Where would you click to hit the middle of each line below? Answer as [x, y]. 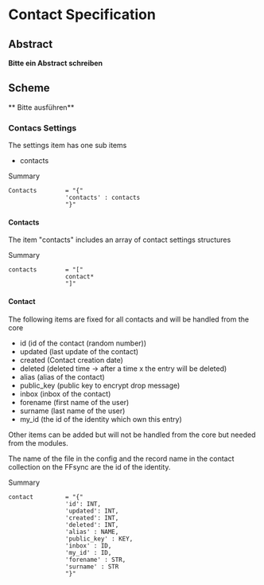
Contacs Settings [43, 127]
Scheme [29, 88]
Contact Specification [82, 15]
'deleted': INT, [92, 525]
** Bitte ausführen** [41, 107]
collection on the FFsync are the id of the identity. [89, 466]
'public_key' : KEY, [99, 539]
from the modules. [39, 443]
